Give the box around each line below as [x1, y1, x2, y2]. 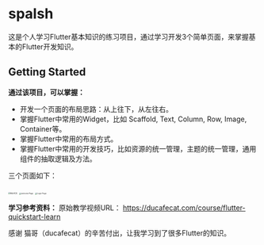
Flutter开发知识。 [21, 41, 78, 52]
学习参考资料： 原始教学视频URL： [8, 203, 121, 212]
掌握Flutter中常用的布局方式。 [19, 134, 118, 144]
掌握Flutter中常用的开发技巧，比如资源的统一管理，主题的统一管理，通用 [19, 144, 257, 153]
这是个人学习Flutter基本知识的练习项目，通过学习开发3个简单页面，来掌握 [8, 32, 250, 41]
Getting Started [8, 65, 86, 79]
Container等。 [19, 124, 67, 133]
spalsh [8, 5, 54, 23]
